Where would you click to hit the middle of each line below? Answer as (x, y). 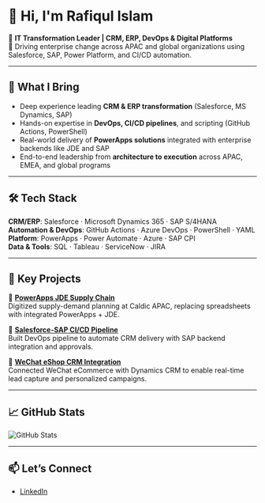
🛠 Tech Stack (43, 198)
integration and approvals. (50, 346)
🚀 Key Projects (45, 279)
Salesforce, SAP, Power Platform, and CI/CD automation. (100, 55)
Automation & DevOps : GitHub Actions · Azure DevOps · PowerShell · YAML (132, 229)
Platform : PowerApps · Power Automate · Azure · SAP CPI (102, 238)
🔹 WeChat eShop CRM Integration (65, 362)
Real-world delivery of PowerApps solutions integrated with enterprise (135, 140)
